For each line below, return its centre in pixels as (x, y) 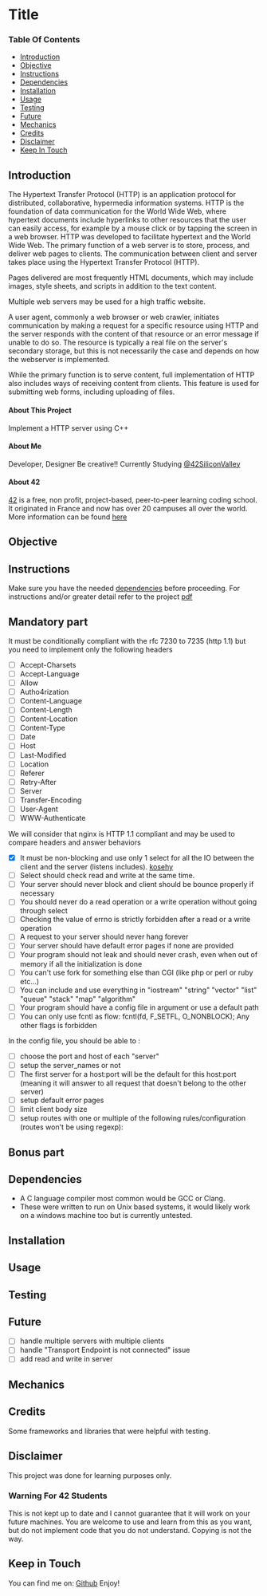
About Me (25, 446)
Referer (32, 773)
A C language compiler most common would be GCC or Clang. (122, 1199)
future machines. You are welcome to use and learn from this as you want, (130, 1522)
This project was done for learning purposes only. (90, 1475)
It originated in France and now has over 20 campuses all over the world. (128, 508)
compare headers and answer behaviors (75, 842)
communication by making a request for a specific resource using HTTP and (133, 325)
